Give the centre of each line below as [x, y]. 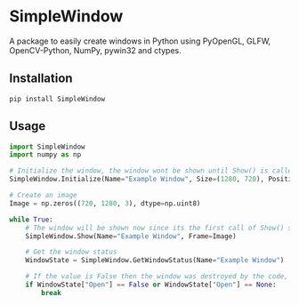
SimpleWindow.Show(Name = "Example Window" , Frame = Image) [131, 236]
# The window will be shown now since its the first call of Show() [155, 228]
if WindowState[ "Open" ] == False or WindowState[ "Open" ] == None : [151, 285]
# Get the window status [71, 252]
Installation [41, 79]
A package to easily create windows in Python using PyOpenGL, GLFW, [140, 41]
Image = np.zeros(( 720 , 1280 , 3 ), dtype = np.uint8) [105, 203]
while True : [31, 220]
